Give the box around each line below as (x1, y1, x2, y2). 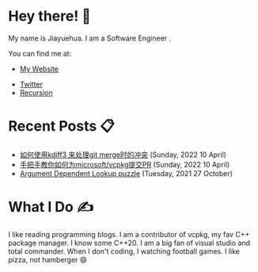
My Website (19, 63, 59, 74)
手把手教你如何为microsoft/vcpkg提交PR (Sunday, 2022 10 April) (19, 159, 230, 169)
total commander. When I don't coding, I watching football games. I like (8, 246, 240, 256)
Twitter (19, 79, 44, 89)
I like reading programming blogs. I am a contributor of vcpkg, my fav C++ (8, 229, 250, 239)
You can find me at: (8, 48, 72, 58)
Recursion (19, 87, 53, 98)
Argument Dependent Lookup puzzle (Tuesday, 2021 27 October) (19, 168, 233, 178)
